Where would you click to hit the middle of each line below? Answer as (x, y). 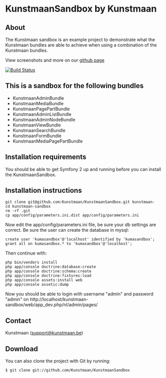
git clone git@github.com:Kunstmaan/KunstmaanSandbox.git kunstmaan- (80, 202)
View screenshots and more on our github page (55, 60)
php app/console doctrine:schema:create (49, 271)
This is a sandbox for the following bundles (75, 86)
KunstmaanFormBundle (37, 136)
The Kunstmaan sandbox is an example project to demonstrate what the (80, 39)
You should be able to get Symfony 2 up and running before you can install (83, 169)
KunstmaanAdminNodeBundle (44, 119)
